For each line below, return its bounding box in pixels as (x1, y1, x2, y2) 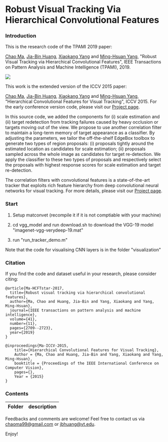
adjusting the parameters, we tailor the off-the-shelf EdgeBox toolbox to (5, 135, 155, 141)
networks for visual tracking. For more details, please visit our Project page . (5, 188, 162, 194)
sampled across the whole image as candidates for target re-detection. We (5, 151, 161, 157)
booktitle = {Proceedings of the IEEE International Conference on (14, 361, 159, 366)
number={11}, (10, 321, 37, 326)
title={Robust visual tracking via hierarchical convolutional (10, 290, 145, 296)
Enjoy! (5, 431, 19, 437)
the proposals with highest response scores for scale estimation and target (5, 162, 161, 168)
